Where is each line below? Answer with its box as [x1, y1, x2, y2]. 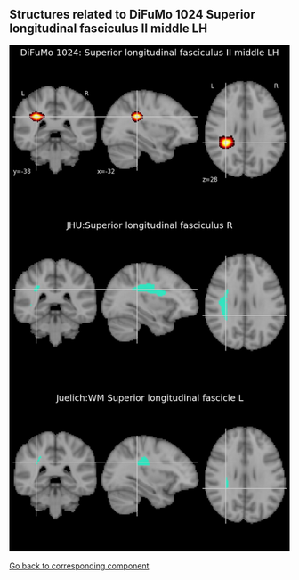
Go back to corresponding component [9, 560, 149, 571]
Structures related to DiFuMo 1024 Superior [9, 7, 256, 22]
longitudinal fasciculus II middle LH [9, 21, 207, 37]
